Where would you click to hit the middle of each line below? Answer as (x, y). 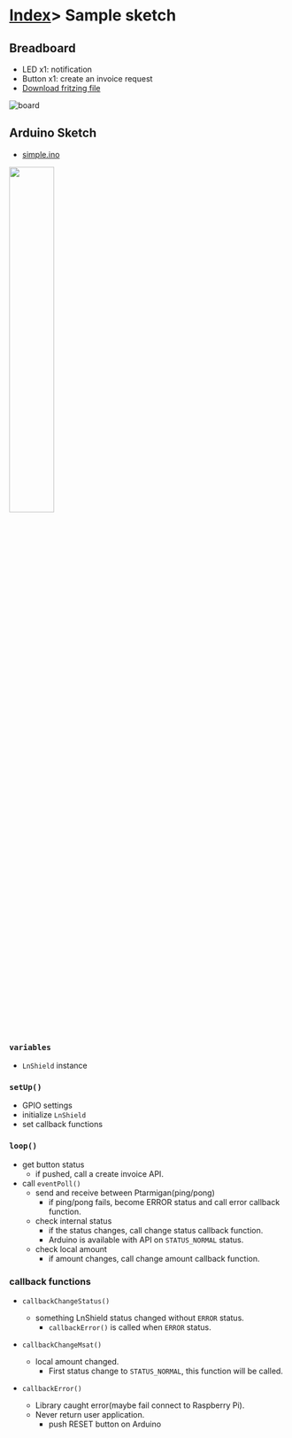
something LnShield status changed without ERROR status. (140, 1318)
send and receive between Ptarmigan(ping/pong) (125, 1193)
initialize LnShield (54, 1115)
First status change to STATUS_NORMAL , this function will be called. (165, 1371)
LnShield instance (55, 1066)
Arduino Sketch (53, 133)
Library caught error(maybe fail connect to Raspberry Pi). (140, 1405)
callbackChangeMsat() (61, 1345)
